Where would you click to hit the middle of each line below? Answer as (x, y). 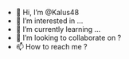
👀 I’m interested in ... (49, 21)
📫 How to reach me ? (51, 47)
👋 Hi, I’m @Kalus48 (47, 12)
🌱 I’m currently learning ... (58, 29)
